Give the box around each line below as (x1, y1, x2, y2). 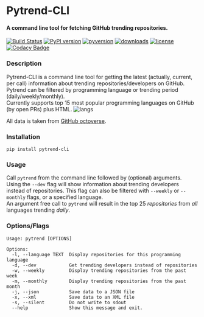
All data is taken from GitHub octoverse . (6, 117, 107, 125)
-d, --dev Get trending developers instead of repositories (12, 262, 198, 268)
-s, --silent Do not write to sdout (12, 299, 127, 305)
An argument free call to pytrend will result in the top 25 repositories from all (6, 200, 198, 207)
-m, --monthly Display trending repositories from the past (12, 278, 187, 284)
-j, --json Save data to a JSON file (12, 288, 135, 295)
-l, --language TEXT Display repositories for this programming (12, 251, 181, 257)
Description (6, 59, 42, 68)
